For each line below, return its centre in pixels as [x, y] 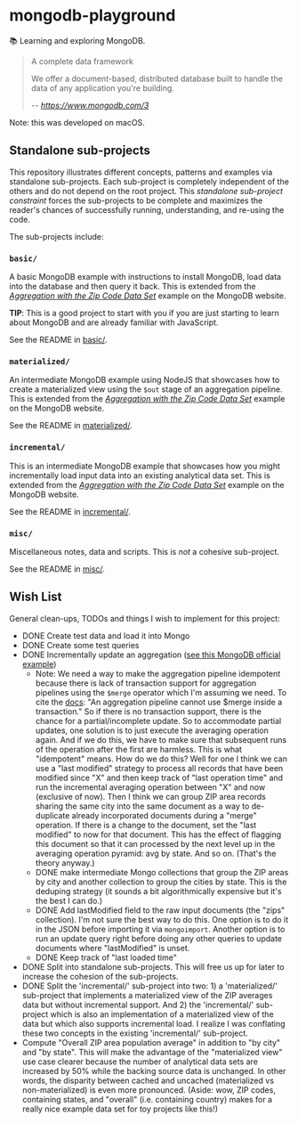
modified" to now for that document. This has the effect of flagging [158, 834]
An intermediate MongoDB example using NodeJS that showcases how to [145, 380]
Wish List [36, 597]
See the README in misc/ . [57, 569]
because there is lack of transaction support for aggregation [146, 683]
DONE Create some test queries [81, 645]
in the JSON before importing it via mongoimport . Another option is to [160, 929]
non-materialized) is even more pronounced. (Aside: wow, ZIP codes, [149, 1090]
